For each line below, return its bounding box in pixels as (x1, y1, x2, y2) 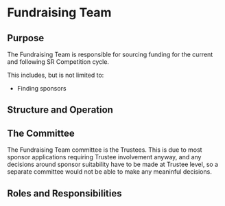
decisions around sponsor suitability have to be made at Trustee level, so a (7, 160, 218, 169)
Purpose (7, 32, 45, 44)
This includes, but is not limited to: (7, 71, 104, 79)
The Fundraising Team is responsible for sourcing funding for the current (7, 50, 213, 58)
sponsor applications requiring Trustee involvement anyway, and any (7, 153, 202, 161)
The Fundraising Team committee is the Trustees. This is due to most (7, 146, 202, 154)
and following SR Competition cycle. (7, 58, 110, 66)
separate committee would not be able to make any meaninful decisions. (7, 168, 213, 176)
